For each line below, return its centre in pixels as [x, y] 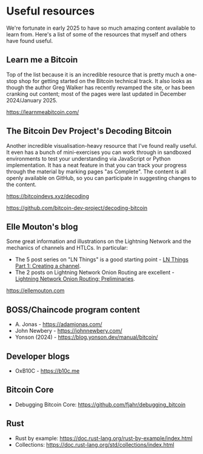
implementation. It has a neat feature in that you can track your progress [96, 165]
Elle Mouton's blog [42, 226]
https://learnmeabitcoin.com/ [43, 112]
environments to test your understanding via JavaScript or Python [88, 158]
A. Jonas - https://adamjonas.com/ [58, 324]
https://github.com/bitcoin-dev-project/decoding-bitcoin [77, 208]
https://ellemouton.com [35, 291]
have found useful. [30, 41]
